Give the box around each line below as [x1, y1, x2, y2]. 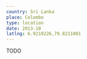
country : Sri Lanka [6, 8, 55, 15]
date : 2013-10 [6, 25, 42, 32]
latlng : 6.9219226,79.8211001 [6, 31, 82, 37]
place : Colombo [6, 14, 44, 20]
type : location [6, 20, 44, 26]
